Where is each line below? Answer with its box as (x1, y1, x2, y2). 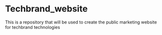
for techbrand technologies (5, 24, 60, 30)
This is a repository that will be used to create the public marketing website (5, 19, 157, 25)
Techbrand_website (5, 3, 88, 14)
